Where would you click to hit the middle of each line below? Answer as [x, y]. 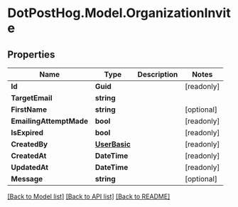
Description [158, 74]
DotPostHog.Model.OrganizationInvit [119, 13]
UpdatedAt [29, 167]
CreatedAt [29, 156]
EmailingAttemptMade [50, 121]
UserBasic [113, 144]
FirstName [29, 110]
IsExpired [27, 133]
